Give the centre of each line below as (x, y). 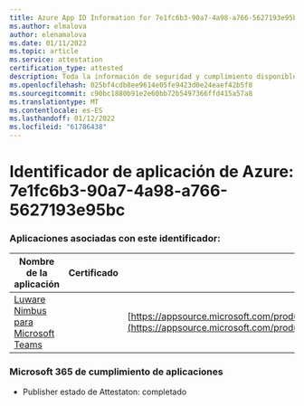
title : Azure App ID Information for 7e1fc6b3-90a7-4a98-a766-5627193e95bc (155, 18)
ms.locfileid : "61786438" (58, 127)
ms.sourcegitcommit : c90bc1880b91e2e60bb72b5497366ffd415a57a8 (131, 93)
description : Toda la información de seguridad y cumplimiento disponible (153, 77)
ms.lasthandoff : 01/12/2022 (62, 118)
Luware (30, 299)
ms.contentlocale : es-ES (56, 110)
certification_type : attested (66, 69)
